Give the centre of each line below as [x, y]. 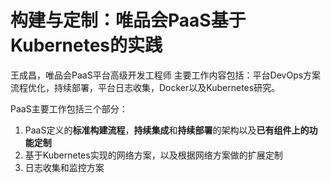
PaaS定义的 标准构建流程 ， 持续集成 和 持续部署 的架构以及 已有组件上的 [167, 130]
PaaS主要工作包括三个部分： [69, 108]
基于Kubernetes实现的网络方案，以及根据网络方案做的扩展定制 [153, 155]
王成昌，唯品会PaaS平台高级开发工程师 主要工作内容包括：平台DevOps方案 [166, 75]
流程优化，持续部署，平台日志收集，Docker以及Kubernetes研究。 [145, 87]
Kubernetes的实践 [86, 45]
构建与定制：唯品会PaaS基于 [128, 20]
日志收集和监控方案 [64, 167]
